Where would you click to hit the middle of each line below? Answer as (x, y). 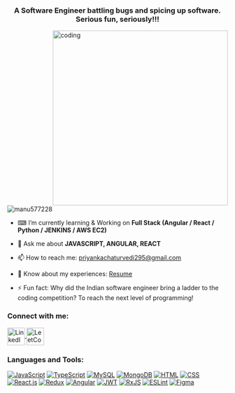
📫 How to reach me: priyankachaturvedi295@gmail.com (99, 258)
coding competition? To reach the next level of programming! (105, 298)
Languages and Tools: (45, 359)
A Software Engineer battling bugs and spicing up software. (117, 10)
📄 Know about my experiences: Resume (75, 274)
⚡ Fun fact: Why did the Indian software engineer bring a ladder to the (118, 288)
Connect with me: (38, 316)
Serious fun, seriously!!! (117, 19)
